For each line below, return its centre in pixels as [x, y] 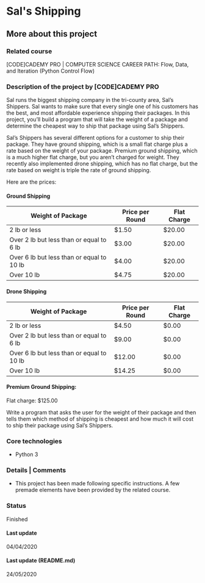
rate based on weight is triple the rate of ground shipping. [79, 170]
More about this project [52, 34]
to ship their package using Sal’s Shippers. [60, 425]
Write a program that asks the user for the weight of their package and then [101, 412]
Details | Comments [36, 470]
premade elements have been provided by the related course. [93, 490]
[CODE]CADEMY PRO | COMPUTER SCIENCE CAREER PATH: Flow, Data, [98, 64]
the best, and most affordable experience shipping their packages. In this [98, 113]
